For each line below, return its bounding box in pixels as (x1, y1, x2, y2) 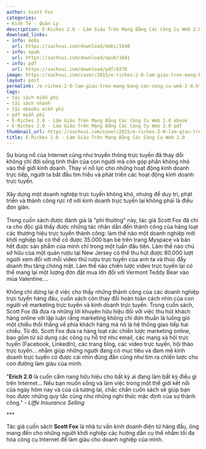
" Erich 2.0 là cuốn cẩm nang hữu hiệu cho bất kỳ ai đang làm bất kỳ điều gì (6, 372, 197, 380)
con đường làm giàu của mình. (6, 359, 83, 367)
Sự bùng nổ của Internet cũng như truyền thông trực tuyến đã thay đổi (6, 151, 184, 158)
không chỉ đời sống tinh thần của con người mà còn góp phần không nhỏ (6, 158, 190, 165)
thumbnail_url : (6, 129, 45, 135)
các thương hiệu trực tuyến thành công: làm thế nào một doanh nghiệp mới (6, 229, 196, 237)
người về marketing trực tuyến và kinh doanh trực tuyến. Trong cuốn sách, (6, 301, 194, 309)
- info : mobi (6, 37, 40, 44)
